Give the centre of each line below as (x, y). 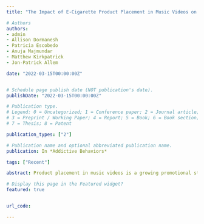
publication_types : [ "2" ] (39, 135)
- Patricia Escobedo (32, 46)
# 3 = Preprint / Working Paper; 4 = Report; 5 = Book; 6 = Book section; (103, 118)
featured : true (25, 190)
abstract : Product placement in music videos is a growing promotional (99, 173)
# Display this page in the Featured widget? (65, 184)
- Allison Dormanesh (32, 40)
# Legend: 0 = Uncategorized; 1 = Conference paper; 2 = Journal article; (103, 112)
